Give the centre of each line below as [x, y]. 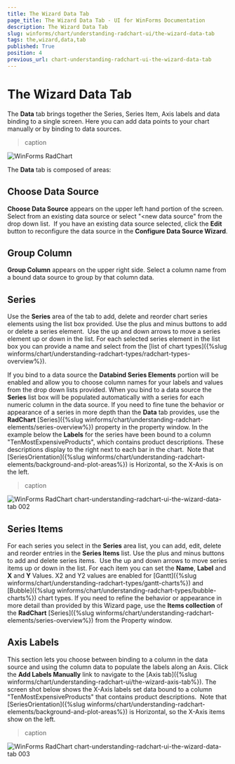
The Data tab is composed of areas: [59, 169]
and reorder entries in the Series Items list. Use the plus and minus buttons [116, 553]
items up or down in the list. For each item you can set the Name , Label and [117, 568]
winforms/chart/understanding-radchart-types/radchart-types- [99, 354]
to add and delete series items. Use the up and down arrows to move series [117, 560]
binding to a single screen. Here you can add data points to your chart [108, 121]
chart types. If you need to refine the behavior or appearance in [130, 597]
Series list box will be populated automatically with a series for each [106, 397]
